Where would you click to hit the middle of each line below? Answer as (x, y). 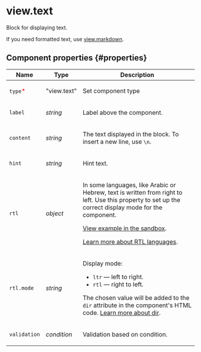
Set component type (112, 91)
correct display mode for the (123, 207)
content (20, 138)
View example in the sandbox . (125, 228)
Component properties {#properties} (77, 58)
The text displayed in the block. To (131, 134)
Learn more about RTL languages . (130, 241)
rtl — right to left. (118, 284)
